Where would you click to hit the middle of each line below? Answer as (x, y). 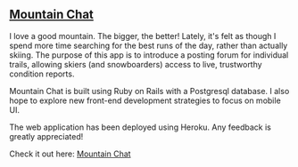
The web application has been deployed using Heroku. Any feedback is (141, 127)
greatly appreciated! (46, 136)
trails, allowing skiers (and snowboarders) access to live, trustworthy (136, 64)
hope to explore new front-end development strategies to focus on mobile (145, 100)
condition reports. (42, 74)
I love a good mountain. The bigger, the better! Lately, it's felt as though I (143, 36)
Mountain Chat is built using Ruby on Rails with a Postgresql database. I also (149, 91)
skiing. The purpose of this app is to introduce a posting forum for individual (149, 55)
